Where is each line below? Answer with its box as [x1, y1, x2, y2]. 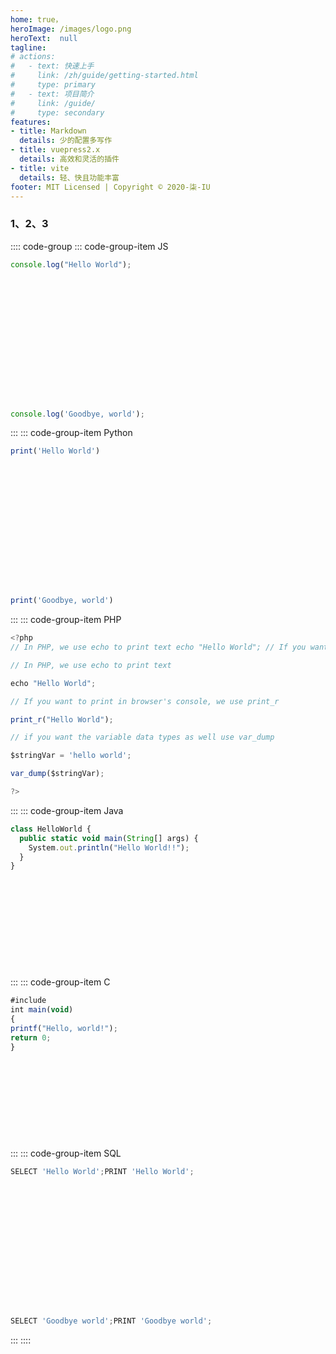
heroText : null [10, 33, 78, 43]
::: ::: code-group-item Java [10, 804, 124, 816]
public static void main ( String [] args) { [19, 833, 199, 843]
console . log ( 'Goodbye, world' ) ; [10, 409, 145, 419]
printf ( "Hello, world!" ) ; [10, 1023, 118, 1033]
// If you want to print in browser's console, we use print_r [10, 696, 280, 706]
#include [10, 996, 47, 1006]
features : [10, 117, 52, 127]
